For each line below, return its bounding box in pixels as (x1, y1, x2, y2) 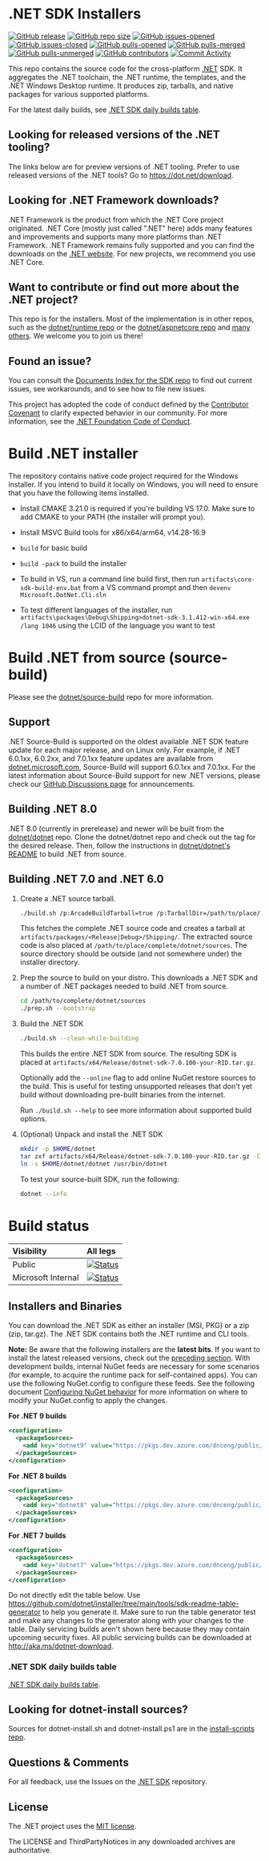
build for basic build (19, 543, 88, 553)
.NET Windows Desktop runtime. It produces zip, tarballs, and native (8, 81, 234, 90)
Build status (8, 1217, 90, 1235)
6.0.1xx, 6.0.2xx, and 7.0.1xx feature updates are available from (8, 753, 214, 763)
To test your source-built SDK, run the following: (19, 1174, 180, 1184)
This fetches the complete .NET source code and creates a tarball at (19, 924, 246, 933)
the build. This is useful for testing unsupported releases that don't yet (19, 1081, 252, 1091)
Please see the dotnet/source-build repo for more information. (8, 692, 214, 702)
